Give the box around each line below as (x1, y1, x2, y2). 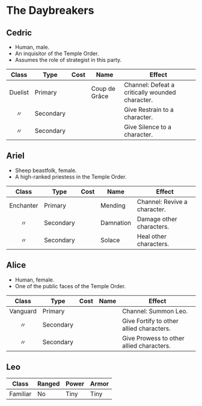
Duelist (9, 88, 29, 96)
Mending (100, 201, 126, 209)
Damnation (100, 218, 131, 227)
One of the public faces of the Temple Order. (14, 282, 126, 289)
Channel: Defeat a (124, 81, 175, 89)
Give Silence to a (124, 123, 172, 131)
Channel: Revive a (136, 197, 188, 206)
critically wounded (124, 88, 176, 96)
